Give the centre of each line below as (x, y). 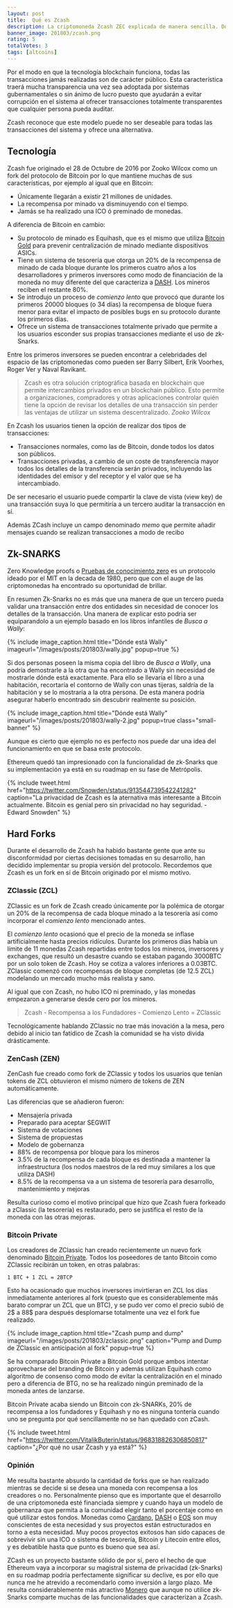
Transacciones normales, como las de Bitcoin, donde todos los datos (116, 446)
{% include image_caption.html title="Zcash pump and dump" (95, 1333)
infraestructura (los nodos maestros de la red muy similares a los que (116, 1166)
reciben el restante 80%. (53, 289)
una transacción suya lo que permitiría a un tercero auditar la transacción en (116, 504)
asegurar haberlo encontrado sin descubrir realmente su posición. (102, 699)
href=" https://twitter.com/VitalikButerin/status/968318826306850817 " (107, 1440)
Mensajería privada (45, 1115)
